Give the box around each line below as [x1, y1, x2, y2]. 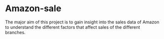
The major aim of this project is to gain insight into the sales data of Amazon [5, 19, 160, 25]
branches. [5, 29, 26, 35]
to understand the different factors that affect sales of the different [5, 24, 140, 30]
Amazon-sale [5, 3, 62, 14]
